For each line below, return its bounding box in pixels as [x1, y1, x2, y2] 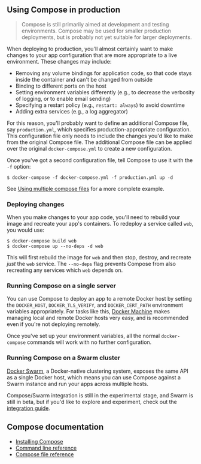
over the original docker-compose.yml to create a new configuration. [7, 145, 172, 152]
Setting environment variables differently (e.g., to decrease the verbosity [15, 88, 195, 95]
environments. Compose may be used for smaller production [21, 27, 172, 34]
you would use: [7, 226, 44, 234]
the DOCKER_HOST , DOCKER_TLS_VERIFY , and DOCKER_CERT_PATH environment [7, 301, 183, 309]
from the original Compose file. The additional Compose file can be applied [7, 138, 192, 146]
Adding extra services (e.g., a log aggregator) [15, 107, 128, 115]
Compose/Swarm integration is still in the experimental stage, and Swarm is [7, 391, 193, 399]
